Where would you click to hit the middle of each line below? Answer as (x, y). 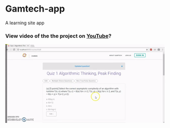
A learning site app (25, 23)
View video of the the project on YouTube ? (58, 36)
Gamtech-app (35, 9)
